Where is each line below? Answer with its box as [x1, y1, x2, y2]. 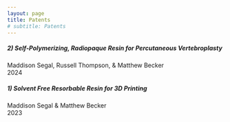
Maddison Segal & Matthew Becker [7, 101, 107, 110]
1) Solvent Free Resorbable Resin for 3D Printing [7, 84, 147, 93]
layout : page [7, 10, 45, 17]
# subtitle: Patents [7, 23, 67, 29]
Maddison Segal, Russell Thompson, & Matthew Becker [7, 61, 164, 69]
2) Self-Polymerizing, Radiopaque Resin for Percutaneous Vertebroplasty [7, 44, 222, 52]
